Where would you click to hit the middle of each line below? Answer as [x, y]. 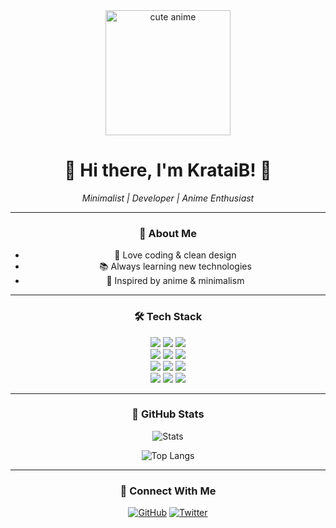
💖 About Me [168, 233]
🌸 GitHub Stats [168, 414]
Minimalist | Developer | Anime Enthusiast [168, 198]
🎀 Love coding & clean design [175, 255]
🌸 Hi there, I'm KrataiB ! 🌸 [168, 170]
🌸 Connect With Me [168, 491]
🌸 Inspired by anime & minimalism [175, 281]
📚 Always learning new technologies [175, 266]
